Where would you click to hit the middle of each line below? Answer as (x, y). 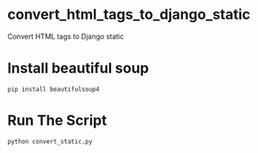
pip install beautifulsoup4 (54, 89)
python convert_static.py (50, 141)
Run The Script (57, 121)
